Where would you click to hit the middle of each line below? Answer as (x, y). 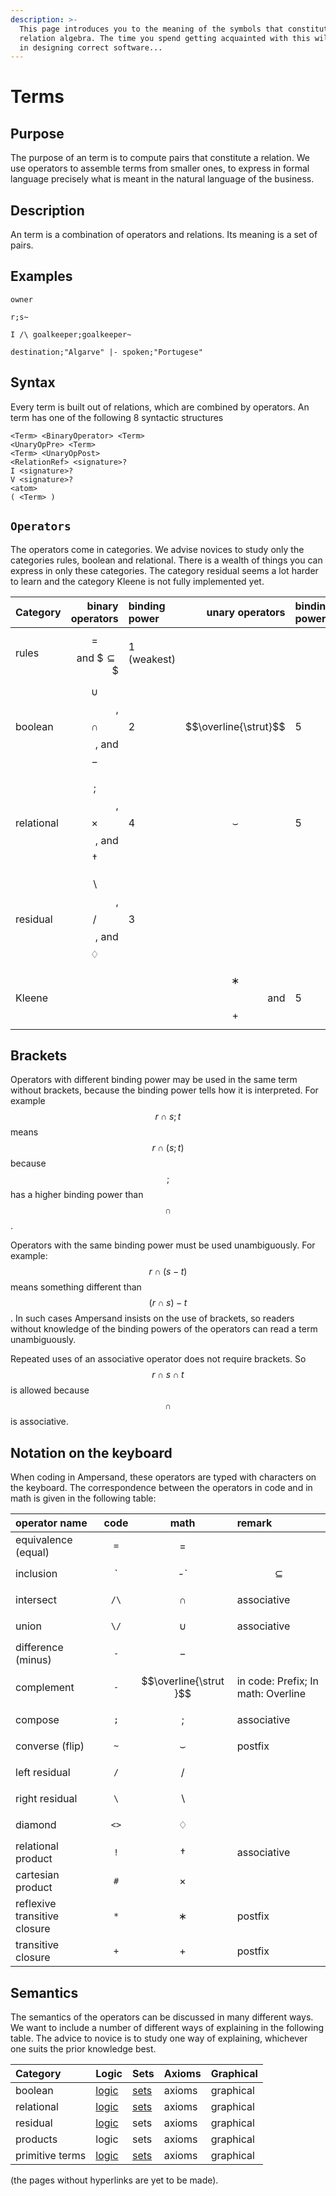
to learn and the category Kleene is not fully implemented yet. (137, 581)
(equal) (32, 1553)
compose (37, 1720)
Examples (41, 276)
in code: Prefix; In (277, 1681)
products (36, 2139)
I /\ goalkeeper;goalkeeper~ (71, 334)
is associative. (39, 1422)
